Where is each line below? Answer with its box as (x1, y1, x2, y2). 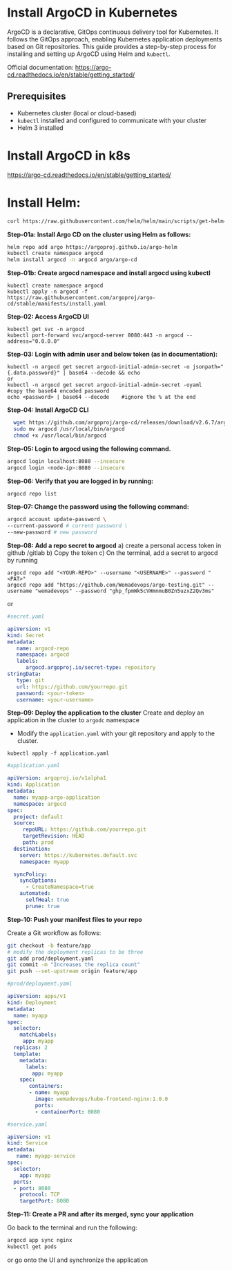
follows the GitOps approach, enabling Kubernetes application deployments (7, 35, 222, 43)
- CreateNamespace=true (25, 883, 95, 891)
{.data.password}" (7, 370, 60, 377)
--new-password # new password (7, 529, 97, 536)
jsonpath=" (192, 364, 224, 370)
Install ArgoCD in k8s (7, 147, 131, 163)
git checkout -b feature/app (7, 942, 91, 949)
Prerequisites (7, 91, 66, 102)
